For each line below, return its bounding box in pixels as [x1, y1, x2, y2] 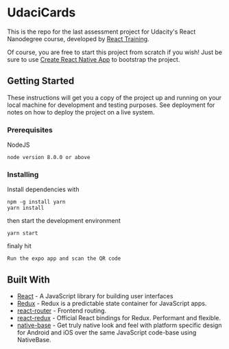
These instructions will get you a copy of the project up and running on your [7, 93, 221, 101]
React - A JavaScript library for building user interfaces [16, 292, 173, 300]
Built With [7, 274, 50, 285]
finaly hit [7, 242, 32, 250]
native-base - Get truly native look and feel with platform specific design [16, 321, 222, 330]
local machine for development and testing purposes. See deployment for [7, 101, 215, 109]
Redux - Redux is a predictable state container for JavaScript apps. [16, 300, 207, 308]
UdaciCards [7, 5, 76, 21]
